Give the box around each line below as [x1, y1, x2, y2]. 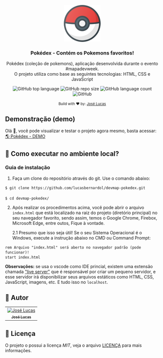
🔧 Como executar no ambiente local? [5, 149, 119, 158]
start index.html [5, 255, 41, 260]
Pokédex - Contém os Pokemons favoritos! [30, 49, 134, 56]
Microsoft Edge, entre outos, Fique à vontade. [12, 220, 105, 226]
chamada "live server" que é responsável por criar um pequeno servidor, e [5, 269, 156, 275]
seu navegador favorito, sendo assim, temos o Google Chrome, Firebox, [12, 215, 158, 221]
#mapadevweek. [65, 66, 99, 72]
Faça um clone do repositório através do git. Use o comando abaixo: [12, 175, 150, 181]
